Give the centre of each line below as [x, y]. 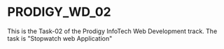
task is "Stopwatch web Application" [60, 38]
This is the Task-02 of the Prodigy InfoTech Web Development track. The [112, 31]
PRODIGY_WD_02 [59, 12]
